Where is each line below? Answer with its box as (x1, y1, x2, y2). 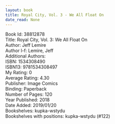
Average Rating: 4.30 (5, 75, 50, 81)
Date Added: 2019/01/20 (5, 102, 57, 109)
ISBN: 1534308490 (5, 59, 45, 65)
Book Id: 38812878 (5, 31, 45, 38)
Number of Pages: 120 (5, 91, 53, 98)
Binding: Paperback (5, 86, 47, 92)
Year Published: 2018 (5, 97, 50, 103)
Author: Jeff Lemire (5, 42, 47, 48)
